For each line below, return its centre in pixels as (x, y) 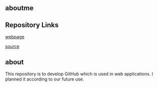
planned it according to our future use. (45, 79)
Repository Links (32, 25)
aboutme (19, 8)
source (12, 46)
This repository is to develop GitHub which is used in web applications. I (79, 74)
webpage (15, 37)
